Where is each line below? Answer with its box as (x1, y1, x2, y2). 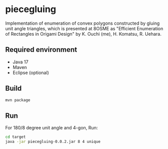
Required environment (5, 45, 77, 54)
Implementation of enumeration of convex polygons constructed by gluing (5, 20, 160, 26)
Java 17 (12, 59, 29, 65)
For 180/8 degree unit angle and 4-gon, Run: (5, 125, 98, 131)
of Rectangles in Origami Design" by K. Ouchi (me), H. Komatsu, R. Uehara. (5, 31, 162, 37)
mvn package (5, 97, 30, 103)
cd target (5, 134, 26, 139)
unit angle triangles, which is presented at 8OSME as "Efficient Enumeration (5, 25, 163, 31)
